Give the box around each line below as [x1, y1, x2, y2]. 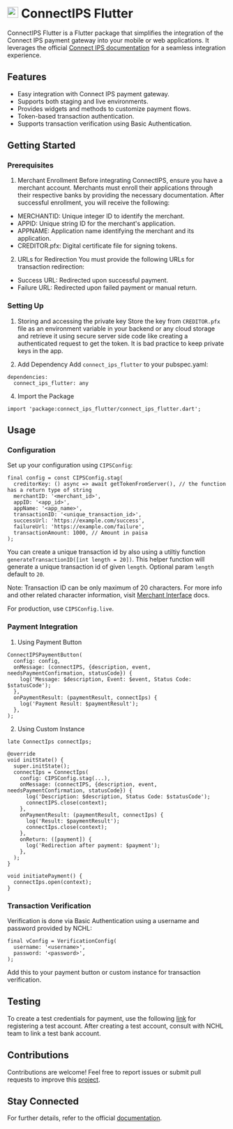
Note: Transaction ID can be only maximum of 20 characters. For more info [7, 583, 223, 592]
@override [7, 750, 36, 757]
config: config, [13, 657, 61, 664]
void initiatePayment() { [7, 872, 82, 879]
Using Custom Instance [17, 724, 85, 733]
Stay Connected [7, 1096, 79, 1107]
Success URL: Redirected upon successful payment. [17, 276, 169, 285]
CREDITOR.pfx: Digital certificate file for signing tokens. [17, 241, 178, 250]
